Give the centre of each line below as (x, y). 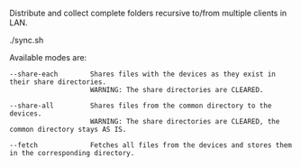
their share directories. (58, 82)
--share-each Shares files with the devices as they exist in (143, 74)
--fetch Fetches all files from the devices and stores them (151, 145)
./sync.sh (27, 40)
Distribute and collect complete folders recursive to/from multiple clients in (148, 13)
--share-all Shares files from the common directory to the (141, 106)
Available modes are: (48, 57)
